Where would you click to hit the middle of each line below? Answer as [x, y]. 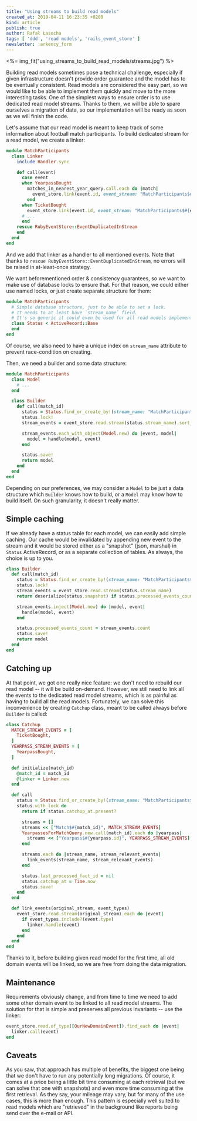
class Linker [27, 156]
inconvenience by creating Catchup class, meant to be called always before [96, 707]
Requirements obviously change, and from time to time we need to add [92, 996]
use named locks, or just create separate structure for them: [79, 291]
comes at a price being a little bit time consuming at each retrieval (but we [96, 1082]
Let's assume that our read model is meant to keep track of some [85, 127]
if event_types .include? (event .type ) [68, 919]
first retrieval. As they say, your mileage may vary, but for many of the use [95, 1095]
